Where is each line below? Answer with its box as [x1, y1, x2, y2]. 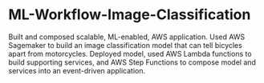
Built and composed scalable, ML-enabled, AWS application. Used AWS [8, 32, 246, 41]
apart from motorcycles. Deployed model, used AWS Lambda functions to [8, 49, 252, 58]
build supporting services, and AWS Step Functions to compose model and [8, 57, 257, 67]
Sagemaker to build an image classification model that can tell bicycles [8, 40, 242, 49]
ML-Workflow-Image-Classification [8, 6, 251, 24]
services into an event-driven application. [8, 65, 146, 75]
